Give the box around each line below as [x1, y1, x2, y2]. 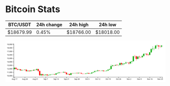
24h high [69, 22, 89, 28]
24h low [98, 22, 117, 28]
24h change [36, 22, 63, 28]
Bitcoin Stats [5, 4, 61, 15]
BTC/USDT [8, 22, 32, 28]
